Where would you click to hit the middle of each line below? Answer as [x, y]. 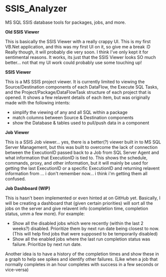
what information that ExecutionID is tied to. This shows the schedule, [76, 158]
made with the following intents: [38, 102]
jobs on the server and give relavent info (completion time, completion [77, 208]
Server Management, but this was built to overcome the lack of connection [81, 147]
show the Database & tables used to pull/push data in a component [81, 123]
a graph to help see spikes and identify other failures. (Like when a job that [81, 259]
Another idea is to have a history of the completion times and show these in [82, 254]
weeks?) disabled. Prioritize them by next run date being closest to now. [86, 229]
